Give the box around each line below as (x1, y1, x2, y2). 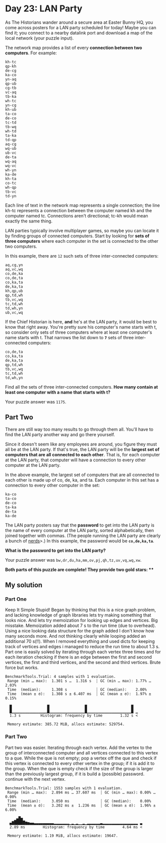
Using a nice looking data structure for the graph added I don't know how (5, 628, 155, 634)
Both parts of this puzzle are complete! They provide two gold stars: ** (5, 567, 154, 573)
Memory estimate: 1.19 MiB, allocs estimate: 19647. (7, 833, 119, 838)
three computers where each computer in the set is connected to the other (5, 238, 159, 244)
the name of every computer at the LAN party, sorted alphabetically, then (5, 527, 154, 533)
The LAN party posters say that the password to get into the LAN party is (5, 522, 155, 528)
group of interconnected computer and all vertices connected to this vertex (5, 750, 158, 755)
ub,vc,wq (5, 310, 23, 315)
